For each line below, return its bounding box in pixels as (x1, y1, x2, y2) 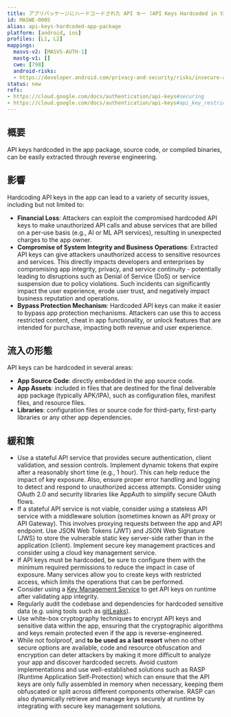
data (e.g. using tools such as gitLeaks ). (16, 607, 131, 615)
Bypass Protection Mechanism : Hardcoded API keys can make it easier (16, 301, 221, 309)
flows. (16, 498, 35, 506)
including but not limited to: (7, 200, 85, 208)
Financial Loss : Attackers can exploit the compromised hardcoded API (16, 214, 218, 222)
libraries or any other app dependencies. (16, 413, 133, 421)
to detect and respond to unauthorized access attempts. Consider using (16, 483, 221, 492)
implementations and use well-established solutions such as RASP (16, 665, 206, 674)
